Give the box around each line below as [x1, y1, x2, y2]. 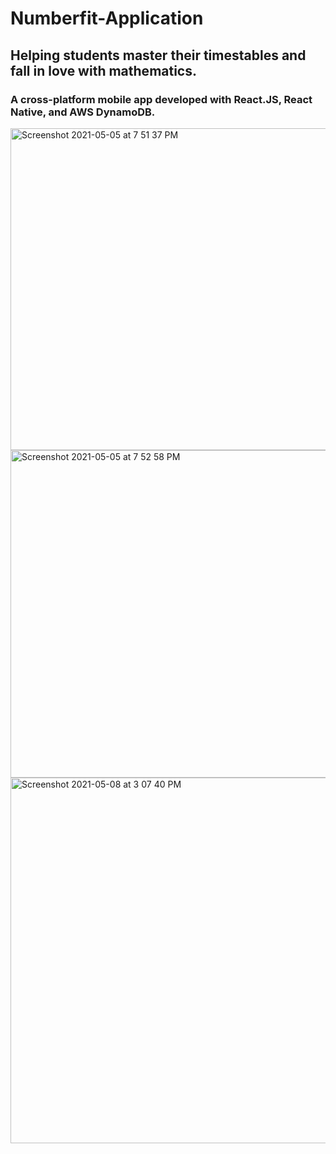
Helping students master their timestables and [10, 47, 307, 64]
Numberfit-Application [10, 7, 204, 30]
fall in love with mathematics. [10, 62, 197, 79]
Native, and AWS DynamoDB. [10, 105, 156, 119]
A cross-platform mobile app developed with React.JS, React [10, 92, 313, 106]
